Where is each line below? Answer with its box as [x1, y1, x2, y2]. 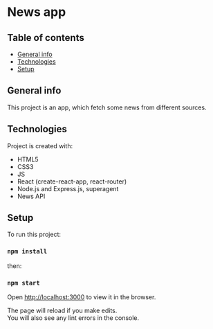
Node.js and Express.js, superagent [17, 184, 119, 193]
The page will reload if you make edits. [7, 306, 118, 315]
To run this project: [7, 230, 61, 239]
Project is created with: [7, 141, 73, 150]
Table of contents [7, 32, 84, 44]
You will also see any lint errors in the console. [7, 314, 140, 322]
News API [17, 192, 46, 200]
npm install [7, 247, 48, 256]
